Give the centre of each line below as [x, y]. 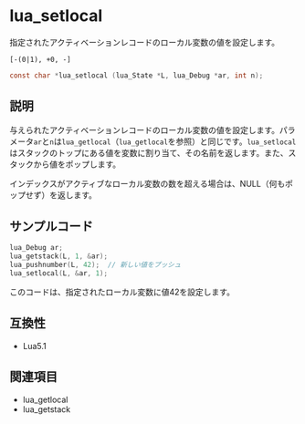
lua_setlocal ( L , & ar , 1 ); [58, 274]
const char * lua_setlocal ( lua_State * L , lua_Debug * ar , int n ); [137, 75]
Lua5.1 [35, 346]
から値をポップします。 [77, 164]
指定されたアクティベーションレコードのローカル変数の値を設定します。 [145, 42]
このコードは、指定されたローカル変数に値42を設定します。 [122, 292]
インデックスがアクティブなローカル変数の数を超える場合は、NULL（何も [147, 183]
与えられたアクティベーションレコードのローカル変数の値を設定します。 [145, 129]
